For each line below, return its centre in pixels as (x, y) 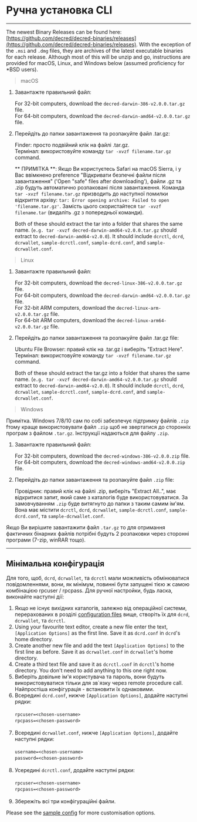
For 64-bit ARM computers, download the (65, 320)
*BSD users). (22, 69)
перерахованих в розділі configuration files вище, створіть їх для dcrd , (102, 614)
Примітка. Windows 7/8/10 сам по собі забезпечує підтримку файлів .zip (98, 421)
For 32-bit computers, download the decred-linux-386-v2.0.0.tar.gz (98, 283)
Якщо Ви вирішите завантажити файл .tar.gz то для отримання (86, 527)
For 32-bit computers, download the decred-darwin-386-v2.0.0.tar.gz (100, 103)
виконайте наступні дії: (35, 597)
